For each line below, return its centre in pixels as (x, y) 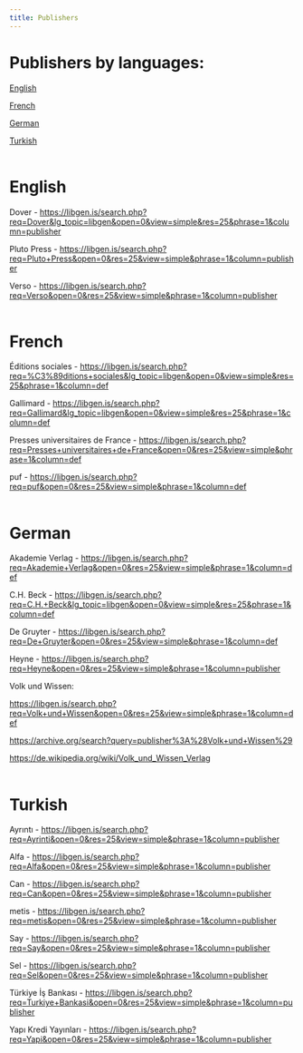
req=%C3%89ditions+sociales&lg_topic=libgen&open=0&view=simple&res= (151, 376)
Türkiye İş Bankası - (46, 993)
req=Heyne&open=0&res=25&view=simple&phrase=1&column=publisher (145, 668)
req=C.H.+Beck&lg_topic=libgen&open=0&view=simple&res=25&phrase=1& (151, 605)
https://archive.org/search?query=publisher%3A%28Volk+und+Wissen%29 (151, 741)
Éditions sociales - (44, 366)
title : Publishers (44, 18)
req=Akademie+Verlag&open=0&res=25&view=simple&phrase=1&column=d (151, 568)
